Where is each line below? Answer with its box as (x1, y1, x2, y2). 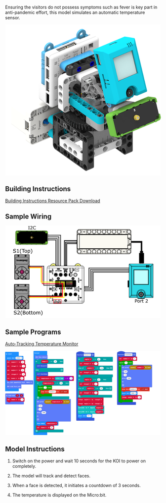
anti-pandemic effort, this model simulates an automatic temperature (5, 9, 145, 15)
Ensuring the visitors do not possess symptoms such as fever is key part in (5, 4, 158, 10)
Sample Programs (5, 328, 61, 336)
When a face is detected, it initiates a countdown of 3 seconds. (12, 482, 141, 488)
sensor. (5, 15, 21, 20)
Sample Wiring (5, 212, 52, 221)
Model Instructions (5, 445, 65, 453)
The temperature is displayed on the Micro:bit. (12, 492, 107, 498)
